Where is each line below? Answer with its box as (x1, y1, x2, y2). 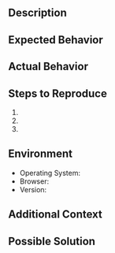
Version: (19, 184, 47, 194)
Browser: (19, 177, 50, 186)
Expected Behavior (8, 33, 104, 47)
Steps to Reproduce (8, 87, 108, 100)
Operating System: (19, 168, 81, 177)
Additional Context (8, 208, 102, 221)
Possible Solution (8, 234, 96, 247)
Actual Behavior (8, 60, 89, 73)
